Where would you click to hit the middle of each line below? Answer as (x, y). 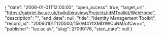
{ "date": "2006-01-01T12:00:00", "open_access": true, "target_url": (75, 7)
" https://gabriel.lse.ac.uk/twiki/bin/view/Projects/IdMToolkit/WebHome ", (80, 13)
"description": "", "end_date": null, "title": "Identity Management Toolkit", (80, 18)
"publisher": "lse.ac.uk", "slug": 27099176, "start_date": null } (69, 29)
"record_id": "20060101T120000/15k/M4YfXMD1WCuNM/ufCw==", (75, 23)
